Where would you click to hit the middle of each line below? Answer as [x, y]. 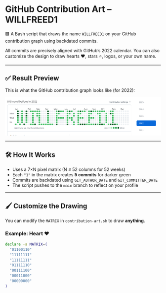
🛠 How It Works [30, 155]
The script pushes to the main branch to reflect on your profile [75, 185]
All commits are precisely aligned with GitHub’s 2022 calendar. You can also [82, 50]
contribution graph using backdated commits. [51, 41]
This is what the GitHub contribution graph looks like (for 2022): [70, 90]
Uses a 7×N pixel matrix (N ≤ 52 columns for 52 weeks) [69, 169]
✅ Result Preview [32, 78]
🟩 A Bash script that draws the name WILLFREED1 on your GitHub [71, 34]
